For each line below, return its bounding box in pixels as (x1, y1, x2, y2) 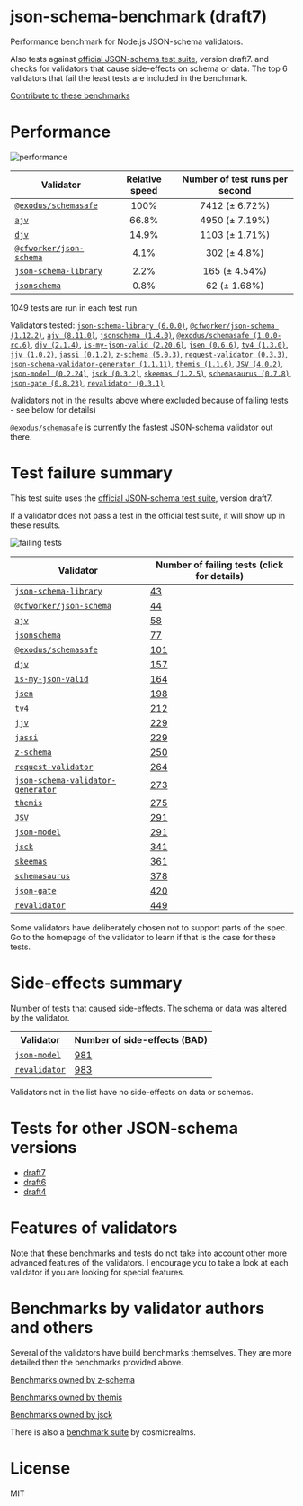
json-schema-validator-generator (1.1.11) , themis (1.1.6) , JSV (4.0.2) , (10, 358, 284, 368)
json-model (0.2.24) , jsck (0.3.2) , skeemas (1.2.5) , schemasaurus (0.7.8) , (10, 367, 292, 378)
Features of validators (10, 1218, 178, 1238)
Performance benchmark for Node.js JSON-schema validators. (10, 36, 244, 47)
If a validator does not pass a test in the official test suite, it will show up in (10, 510, 286, 521)
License (10, 1457, 71, 1478)
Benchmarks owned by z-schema (10, 1374, 136, 1384)
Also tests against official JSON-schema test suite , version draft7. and (10, 53, 269, 64)
